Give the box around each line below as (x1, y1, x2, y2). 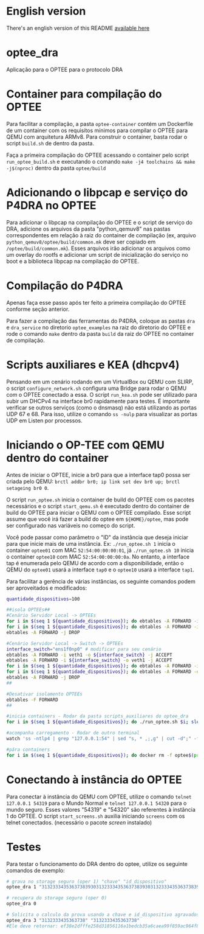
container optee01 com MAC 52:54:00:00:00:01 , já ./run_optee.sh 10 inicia (6, 546, 194, 554)
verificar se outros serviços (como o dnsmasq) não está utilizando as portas (6, 403, 197, 411)
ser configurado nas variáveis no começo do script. (6, 521, 135, 529)
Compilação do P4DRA (6, 279, 123, 293)
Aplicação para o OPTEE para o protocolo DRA (6, 66, 123, 73)
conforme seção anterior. (6, 305, 70, 313)
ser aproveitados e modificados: (6, 584, 87, 591)
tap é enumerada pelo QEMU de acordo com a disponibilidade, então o (6, 559, 184, 566)
